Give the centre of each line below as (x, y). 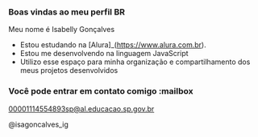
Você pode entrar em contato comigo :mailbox (101, 91)
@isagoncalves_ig (38, 124)
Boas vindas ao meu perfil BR (67, 12)
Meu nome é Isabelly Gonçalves (62, 30)
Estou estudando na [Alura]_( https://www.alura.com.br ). (113, 45)
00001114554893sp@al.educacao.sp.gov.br (81, 109)
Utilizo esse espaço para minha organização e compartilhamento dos (135, 62)
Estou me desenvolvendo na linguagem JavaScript (104, 54)
